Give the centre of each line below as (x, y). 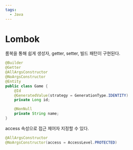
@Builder (14, 63)
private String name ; (36, 114)
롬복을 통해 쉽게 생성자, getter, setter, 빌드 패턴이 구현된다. (63, 53)
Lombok (22, 39)
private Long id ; (32, 100)
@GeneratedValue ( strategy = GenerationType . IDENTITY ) (71, 95)
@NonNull (23, 109)
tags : (11, 10)
